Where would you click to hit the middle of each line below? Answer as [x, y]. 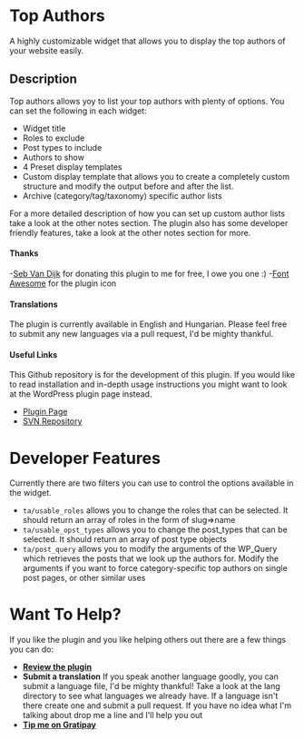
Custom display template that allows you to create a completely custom [156, 176]
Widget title [44, 128]
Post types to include [62, 147]
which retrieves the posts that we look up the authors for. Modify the [151, 558]
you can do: [32, 649]
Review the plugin [57, 667]
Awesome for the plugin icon [63, 283]
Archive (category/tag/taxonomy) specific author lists [122, 195]
